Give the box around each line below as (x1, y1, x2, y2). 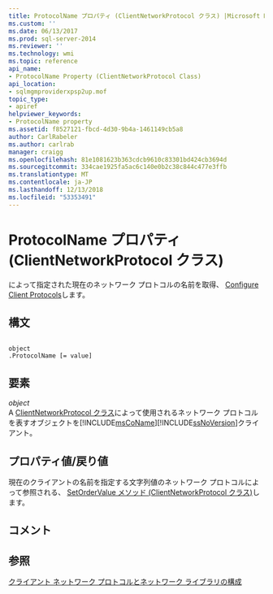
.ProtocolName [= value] (8, 352, 93, 360)
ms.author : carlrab (8, 140, 75, 149)
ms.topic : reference (8, 58, 79, 66)
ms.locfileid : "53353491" (8, 193, 96, 202)
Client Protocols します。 (8, 289, 89, 299)
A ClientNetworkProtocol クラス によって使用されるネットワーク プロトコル (8, 408, 258, 418)
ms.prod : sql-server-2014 (8, 34, 96, 43)
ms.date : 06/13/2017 (8, 27, 79, 35)
